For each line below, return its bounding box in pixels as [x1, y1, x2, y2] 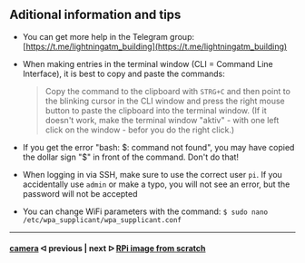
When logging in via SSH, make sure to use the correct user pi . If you [22, 169, 283, 180]
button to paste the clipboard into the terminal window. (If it [44, 104, 267, 116]
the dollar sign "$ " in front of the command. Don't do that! [22, 151, 239, 162]
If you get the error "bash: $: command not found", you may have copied [22, 141, 295, 152]
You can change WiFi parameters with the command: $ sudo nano [22, 206, 269, 217]
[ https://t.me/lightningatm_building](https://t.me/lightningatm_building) [22, 41, 288, 52]
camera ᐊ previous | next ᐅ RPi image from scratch [9, 243, 206, 254]
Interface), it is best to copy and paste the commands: [22, 68, 225, 79]
